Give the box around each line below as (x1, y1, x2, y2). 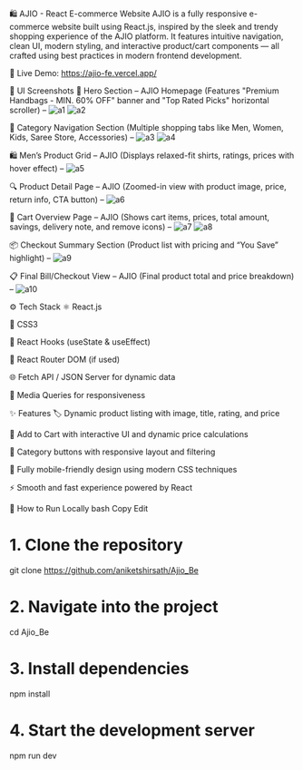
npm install (9, 688, 51, 699)
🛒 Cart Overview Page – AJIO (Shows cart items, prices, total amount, (9, 212, 270, 222)
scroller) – (9, 104, 47, 115)
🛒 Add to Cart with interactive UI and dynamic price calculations (9, 429, 249, 439)
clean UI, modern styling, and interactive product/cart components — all (9, 41, 279, 51)
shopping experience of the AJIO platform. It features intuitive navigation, (9, 31, 284, 42)
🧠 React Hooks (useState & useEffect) (9, 336, 151, 347)
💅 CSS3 (9, 319, 38, 329)
